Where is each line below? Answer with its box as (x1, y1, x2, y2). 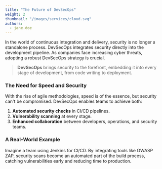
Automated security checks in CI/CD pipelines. (12, 108, 110, 114)
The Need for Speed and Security (5, 82, 87, 89)
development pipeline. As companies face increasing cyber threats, (5, 50, 142, 56)
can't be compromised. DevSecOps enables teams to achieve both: (5, 98, 142, 104)
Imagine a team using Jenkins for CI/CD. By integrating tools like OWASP (5, 147, 153, 153)
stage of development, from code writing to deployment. (17, 70, 132, 76)
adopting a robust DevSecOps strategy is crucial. (5, 55, 105, 61)
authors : (5, 21, 23, 26)
